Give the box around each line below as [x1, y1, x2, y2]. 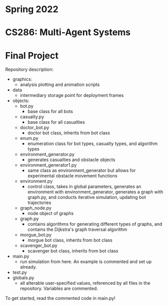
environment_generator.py [20, 151, 75, 158]
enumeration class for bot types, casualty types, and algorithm [27, 140, 158, 147]
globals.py [12, 275, 34, 281]
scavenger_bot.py [20, 242, 58, 248]
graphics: [12, 76, 33, 82]
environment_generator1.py [20, 162, 77, 168]
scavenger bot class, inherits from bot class [27, 248, 119, 254]
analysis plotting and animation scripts [20, 82, 100, 88]
